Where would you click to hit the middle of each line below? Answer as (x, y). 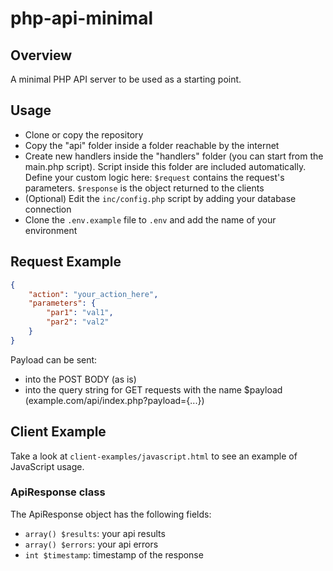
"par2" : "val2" (78, 322)
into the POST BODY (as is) (80, 379)
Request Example (66, 262)
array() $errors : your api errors (91, 544)
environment (51, 230)
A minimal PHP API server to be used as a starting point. (126, 79)
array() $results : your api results (95, 533)
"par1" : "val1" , (80, 313)
